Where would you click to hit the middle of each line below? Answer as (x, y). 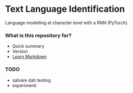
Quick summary (28, 46)
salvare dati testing (31, 80)
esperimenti (24, 85)
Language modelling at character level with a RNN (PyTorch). (67, 23)
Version (20, 51)
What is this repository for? (39, 35)
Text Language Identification (65, 9)
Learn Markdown (29, 57)
